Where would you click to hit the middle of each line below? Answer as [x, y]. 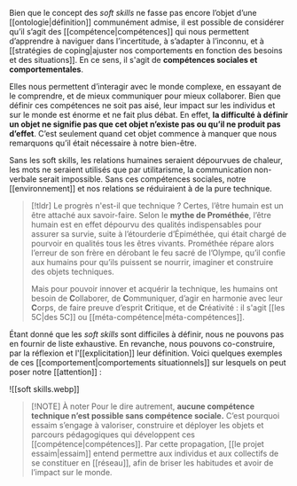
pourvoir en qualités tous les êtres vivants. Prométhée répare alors [152, 243]
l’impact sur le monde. [71, 472]
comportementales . [47, 69]
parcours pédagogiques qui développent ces [113, 435]
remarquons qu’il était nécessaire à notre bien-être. [103, 143]
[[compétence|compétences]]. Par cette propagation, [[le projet [147, 444]
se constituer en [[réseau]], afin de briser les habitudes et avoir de [152, 463]
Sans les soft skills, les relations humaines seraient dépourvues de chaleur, [146, 160]
